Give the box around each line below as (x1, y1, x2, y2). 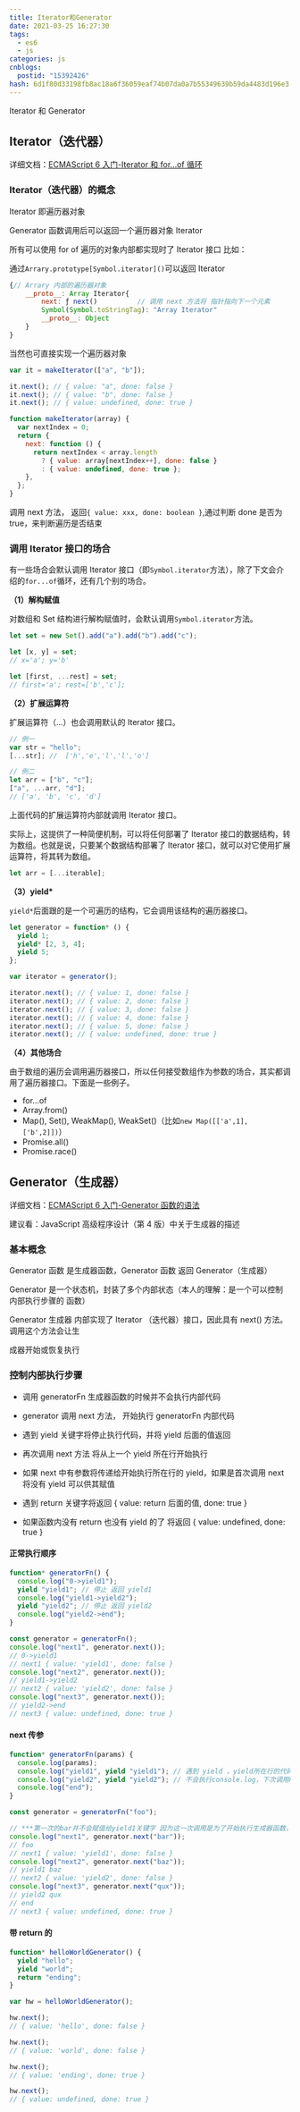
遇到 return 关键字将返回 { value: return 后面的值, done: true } (21, 1497, 248, 1508)
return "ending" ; (17, 1973, 82, 1981)
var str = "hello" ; (9, 743, 82, 752)
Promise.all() (21, 1136, 70, 1147)
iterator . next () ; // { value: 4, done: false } (9, 1013, 190, 1022)
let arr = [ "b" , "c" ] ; (9, 775, 94, 785)
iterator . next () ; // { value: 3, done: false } (9, 1005, 190, 1014)
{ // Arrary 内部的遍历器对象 (9, 281, 107, 290)
